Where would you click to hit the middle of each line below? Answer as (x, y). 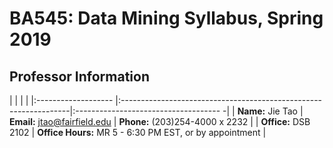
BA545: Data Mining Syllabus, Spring (166, 18)
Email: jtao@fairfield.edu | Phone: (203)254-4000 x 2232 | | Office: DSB (160, 121)
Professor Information (80, 76)
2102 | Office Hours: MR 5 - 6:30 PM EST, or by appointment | (138, 132)
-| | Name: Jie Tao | (263, 111)
